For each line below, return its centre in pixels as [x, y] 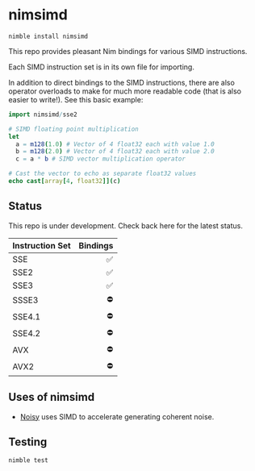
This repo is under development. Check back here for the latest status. [126, 225]
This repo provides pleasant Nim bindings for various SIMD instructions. [128, 51]
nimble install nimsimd [48, 36]
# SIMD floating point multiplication [73, 129]
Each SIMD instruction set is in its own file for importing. [102, 67]
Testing [28, 442]
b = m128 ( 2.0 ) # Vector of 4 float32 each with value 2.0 [115, 152]
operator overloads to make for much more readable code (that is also [125, 91]
